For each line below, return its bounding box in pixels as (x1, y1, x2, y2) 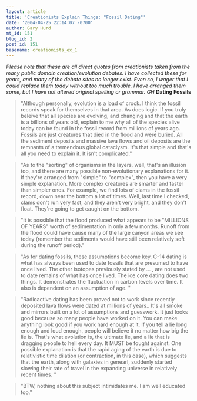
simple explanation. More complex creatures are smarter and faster (20, 180, 184, 187)
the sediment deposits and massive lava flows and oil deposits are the (20, 137, 191, 144)
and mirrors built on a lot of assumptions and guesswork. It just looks (20, 308, 188, 315)
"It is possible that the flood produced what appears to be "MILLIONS (20, 216, 189, 223)
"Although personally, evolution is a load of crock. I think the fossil (20, 100, 181, 107)
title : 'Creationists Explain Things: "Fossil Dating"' (6, 14, 146, 20)
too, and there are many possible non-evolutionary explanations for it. (20, 167, 190, 175)
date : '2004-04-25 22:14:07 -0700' (6, 19, 94, 25)
